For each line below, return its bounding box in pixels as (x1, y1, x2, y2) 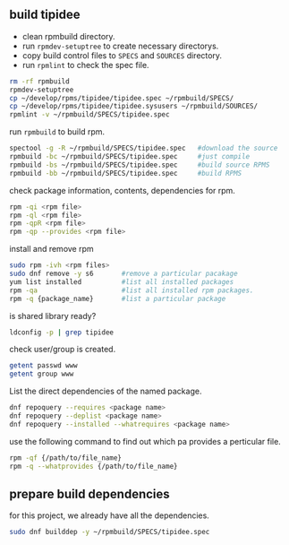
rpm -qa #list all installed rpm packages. (9, 286, 254, 295)
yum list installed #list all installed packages (9, 277, 234, 286)
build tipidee (9, 7, 81, 22)
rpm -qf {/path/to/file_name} (9, 453, 123, 463)
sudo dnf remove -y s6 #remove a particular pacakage (9, 269, 239, 279)
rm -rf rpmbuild (9, 76, 70, 86)
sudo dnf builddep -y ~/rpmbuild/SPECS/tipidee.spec (9, 528, 210, 537)
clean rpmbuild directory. (21, 30, 115, 41)
